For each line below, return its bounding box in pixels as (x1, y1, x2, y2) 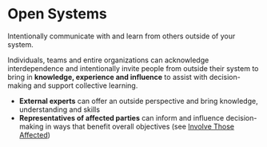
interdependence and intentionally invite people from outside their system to (7, 63, 259, 73)
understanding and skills (18, 105, 101, 114)
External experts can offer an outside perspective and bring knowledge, (18, 96, 258, 105)
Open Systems (7, 5, 107, 23)
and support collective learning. (33, 81, 138, 90)
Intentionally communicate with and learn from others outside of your (7, 31, 236, 41)
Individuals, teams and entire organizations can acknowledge (7, 55, 209, 65)
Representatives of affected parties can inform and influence (18, 113, 225, 122)
